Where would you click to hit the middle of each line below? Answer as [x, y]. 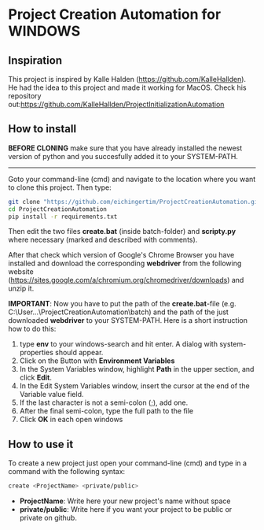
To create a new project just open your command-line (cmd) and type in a [128, 463]
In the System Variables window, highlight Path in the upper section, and [137, 369]
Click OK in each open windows [71, 420]
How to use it [41, 444]
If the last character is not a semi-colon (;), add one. [104, 402]
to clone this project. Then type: [60, 187]
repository [25, 96]
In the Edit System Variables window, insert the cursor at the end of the [134, 386]
